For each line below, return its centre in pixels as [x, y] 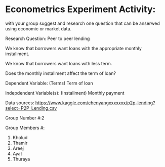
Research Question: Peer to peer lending [48, 38]
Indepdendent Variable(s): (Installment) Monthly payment [65, 93]
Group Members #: [25, 128]
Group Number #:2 [25, 118]
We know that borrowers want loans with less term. [59, 63]
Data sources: [20, 103]
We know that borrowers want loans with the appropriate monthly [73, 48]
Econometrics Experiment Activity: [80, 9]
